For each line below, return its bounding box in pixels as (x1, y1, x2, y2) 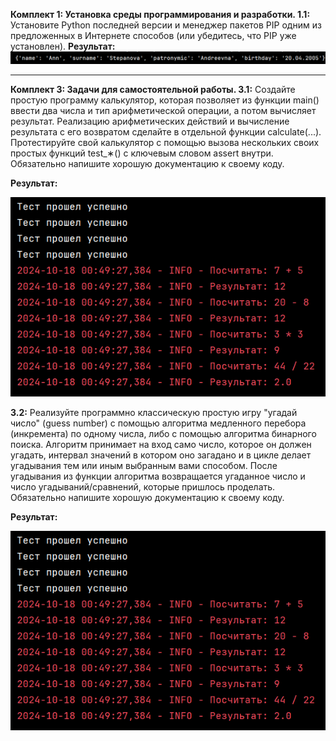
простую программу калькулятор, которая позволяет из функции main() (10, 94, 320, 106)
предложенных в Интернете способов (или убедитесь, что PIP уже (10, 30, 297, 41)
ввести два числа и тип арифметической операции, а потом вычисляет (10, 105, 317, 117)
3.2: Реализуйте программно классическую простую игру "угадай (10, 406, 298, 418)
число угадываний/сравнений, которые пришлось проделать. (10, 480, 276, 493)
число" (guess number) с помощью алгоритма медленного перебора (10, 417, 307, 429)
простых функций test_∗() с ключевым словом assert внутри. (10, 147, 274, 159)
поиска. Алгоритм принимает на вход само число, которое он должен (10, 438, 312, 450)
